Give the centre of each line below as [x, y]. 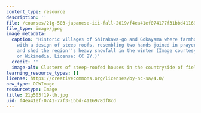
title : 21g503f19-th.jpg [37, 95]
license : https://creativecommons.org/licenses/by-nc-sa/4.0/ [85, 78]
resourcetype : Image [32, 90]
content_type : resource [36, 12]
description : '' [26, 17]
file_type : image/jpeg [34, 28]
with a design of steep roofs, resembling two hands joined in [98, 45]
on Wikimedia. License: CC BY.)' [59, 56]
